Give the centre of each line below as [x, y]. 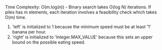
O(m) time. [16, 17]
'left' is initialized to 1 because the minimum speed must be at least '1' [81, 27]
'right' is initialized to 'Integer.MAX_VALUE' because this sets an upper [82, 37]
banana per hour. [29, 32]
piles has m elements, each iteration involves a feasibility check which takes [81, 12]
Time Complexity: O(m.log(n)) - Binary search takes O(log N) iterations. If [78, 7]
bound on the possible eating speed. [49, 42]
